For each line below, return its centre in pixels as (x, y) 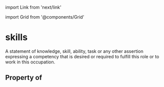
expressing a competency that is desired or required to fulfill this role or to (82, 56)
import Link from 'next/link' (33, 7)
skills (16, 37)
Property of (24, 78)
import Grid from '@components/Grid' (45, 17)
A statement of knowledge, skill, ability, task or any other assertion (74, 51)
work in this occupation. (30, 62)
